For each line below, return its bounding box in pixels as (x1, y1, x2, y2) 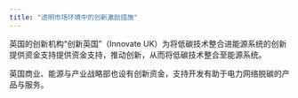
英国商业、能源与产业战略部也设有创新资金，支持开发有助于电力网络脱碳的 (9, 68, 282, 79)
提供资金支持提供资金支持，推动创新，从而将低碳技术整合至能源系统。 (9, 49, 267, 60)
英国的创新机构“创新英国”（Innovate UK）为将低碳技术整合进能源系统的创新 (9, 38, 287, 49)
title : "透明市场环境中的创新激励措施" (9, 12, 138, 22)
